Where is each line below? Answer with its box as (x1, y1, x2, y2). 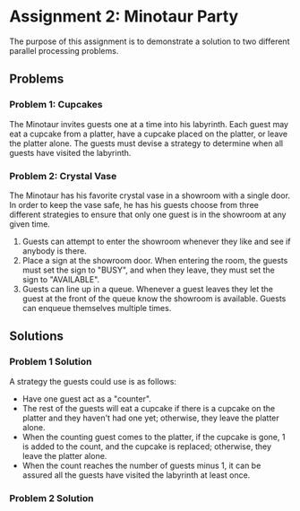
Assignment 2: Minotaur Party (9, 6, 239, 27)
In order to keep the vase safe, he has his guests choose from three (9, 199, 260, 210)
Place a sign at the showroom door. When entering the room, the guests (21, 255, 288, 265)
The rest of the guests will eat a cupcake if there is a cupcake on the (21, 403, 276, 413)
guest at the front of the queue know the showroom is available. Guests (21, 293, 287, 304)
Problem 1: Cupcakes (9, 99, 103, 111)
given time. (9, 218, 51, 230)
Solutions (9, 329, 64, 344)
